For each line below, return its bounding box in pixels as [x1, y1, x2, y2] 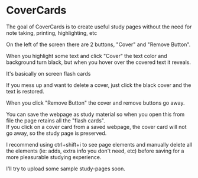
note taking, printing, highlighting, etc [6, 29, 98, 36]
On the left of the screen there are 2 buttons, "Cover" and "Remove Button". [6, 41, 191, 48]
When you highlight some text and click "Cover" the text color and [6, 52, 167, 59]
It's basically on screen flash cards [6, 70, 91, 77]
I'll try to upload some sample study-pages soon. [6, 165, 125, 172]
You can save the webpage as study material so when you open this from [6, 111, 185, 118]
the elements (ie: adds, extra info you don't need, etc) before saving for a [6, 147, 184, 154]
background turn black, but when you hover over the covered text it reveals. [6, 59, 191, 66]
